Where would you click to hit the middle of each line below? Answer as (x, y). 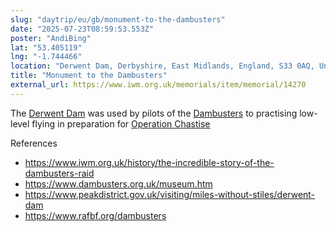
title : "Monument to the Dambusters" (89, 76)
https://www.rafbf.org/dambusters (95, 215)
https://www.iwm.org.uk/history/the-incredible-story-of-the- (149, 162)
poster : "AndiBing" (51, 38)
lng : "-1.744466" (46, 57)
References (34, 143)
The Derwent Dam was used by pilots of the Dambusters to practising (154, 113)
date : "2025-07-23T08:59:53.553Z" (82, 29)
